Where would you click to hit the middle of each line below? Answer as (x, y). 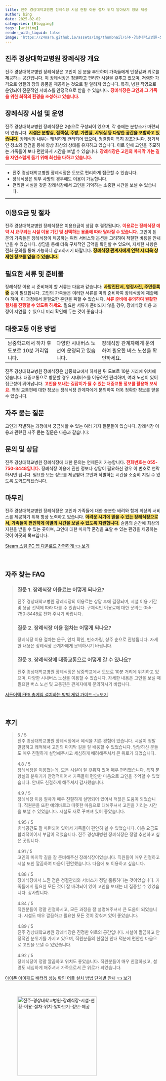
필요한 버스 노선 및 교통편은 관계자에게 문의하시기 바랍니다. (74, 684)
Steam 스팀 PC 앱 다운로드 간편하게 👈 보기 (47, 546)
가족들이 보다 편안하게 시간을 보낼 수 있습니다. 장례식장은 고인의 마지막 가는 (82, 151)
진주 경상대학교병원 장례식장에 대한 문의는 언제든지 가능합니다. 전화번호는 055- (82, 462)
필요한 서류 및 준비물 (34, 274)
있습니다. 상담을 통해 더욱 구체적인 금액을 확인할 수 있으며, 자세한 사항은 (89, 244)
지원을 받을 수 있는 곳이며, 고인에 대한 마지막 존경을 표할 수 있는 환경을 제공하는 (82, 529)
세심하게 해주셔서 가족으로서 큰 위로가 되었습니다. (74, 967)
